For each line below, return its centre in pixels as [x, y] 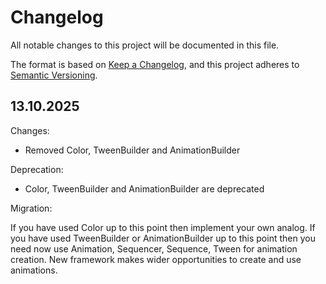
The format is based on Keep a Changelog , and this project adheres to [155, 64]
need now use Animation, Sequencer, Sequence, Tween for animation [154, 248]
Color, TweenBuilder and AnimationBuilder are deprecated [144, 188]
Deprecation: [37, 169]
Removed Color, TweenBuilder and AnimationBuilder [132, 150]
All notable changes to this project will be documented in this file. [145, 45]
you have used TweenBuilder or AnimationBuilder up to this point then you [163, 238]
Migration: [31, 208]
